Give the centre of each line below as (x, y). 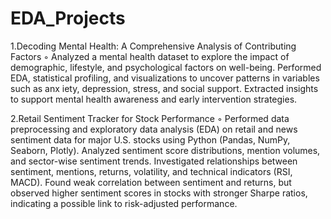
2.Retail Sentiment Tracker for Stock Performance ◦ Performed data (150, 118)
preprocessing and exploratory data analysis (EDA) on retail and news (154, 129)
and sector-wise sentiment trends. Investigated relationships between (154, 161)
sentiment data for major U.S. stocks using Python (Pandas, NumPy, (150, 139)
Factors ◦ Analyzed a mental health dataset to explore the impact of (150, 56)
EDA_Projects (68, 18)
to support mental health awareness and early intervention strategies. (154, 99)
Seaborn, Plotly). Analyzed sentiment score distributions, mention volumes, (165, 150)
